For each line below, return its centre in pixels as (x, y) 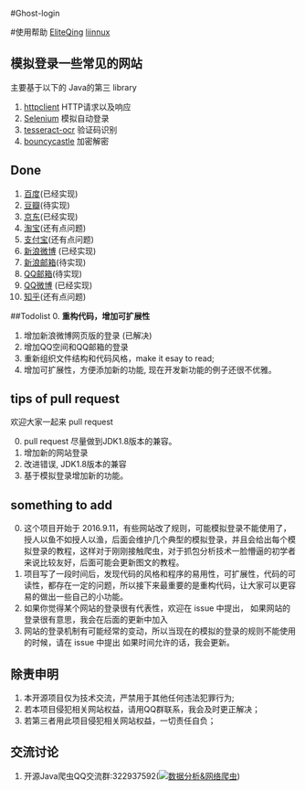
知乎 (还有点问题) (55, 296)
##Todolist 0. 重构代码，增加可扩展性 (80, 315)
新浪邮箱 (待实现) (55, 262)
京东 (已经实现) (51, 216)
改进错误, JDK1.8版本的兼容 (75, 464)
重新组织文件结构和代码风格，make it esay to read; (119, 358)
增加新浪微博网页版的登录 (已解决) (88, 335)
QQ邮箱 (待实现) (53, 273)
